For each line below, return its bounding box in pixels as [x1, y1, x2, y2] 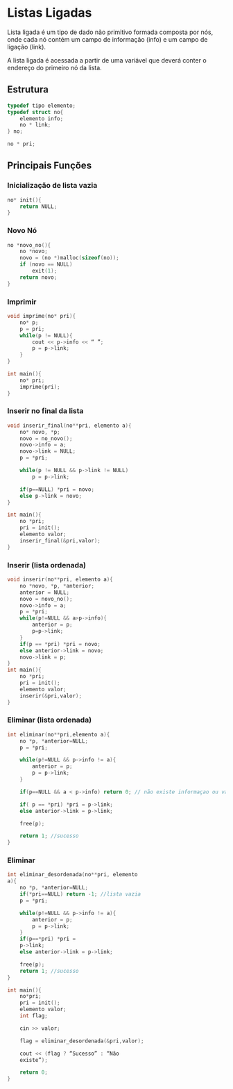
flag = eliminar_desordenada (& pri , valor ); [19, 1038, 144, 1044]
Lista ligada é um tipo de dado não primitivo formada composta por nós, [7, 28, 214, 36]
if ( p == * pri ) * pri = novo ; [19, 640, 101, 647]
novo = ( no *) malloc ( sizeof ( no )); [19, 255, 119, 261]
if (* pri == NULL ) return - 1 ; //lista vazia [19, 891, 141, 898]
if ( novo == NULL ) [19, 261, 73, 268]
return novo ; [19, 273, 58, 281]
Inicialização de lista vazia [7, 181, 98, 191]
